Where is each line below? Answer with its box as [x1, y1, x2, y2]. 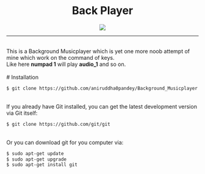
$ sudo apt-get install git [6, 162, 78, 168]
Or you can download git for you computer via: [6, 139, 124, 146]
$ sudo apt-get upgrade [6, 156, 67, 162]
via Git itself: [6, 109, 38, 117]
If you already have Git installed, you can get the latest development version [6, 103, 197, 110]
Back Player [71, 4, 134, 18]
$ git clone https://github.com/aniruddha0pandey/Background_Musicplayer [6, 85, 198, 92]
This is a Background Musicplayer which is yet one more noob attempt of [6, 47, 190, 55]
